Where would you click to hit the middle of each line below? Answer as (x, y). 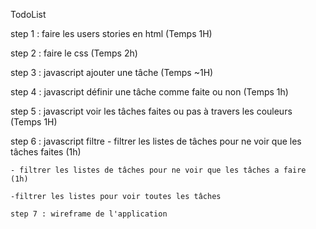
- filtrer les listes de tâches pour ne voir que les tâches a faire (158, 170)
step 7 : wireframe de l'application (89, 214)
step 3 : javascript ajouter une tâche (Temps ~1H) (112, 72)
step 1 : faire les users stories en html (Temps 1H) (111, 33)
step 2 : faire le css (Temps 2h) (74, 53)
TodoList (28, 14)
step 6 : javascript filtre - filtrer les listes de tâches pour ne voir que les (156, 141)
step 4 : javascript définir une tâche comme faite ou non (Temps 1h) (149, 92)
